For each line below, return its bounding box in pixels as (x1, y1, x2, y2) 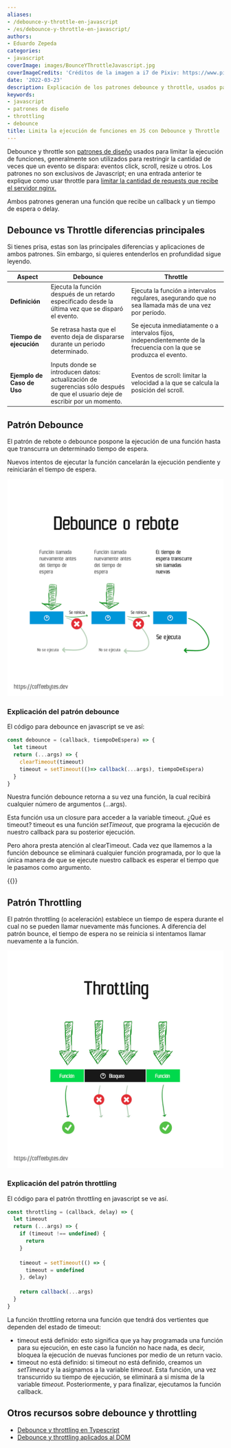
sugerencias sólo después (50, 383, 125, 391)
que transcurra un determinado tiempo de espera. (7, 445, 149, 453)
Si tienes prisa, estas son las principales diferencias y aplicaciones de (7, 243, 205, 251)
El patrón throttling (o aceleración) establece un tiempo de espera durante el (7, 915, 224, 924)
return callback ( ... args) (19, 1289, 94, 1296)
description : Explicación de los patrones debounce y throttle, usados (7, 83, 217, 91)
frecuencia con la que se (131, 343, 201, 351)
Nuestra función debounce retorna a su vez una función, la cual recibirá (7, 793, 211, 801)
